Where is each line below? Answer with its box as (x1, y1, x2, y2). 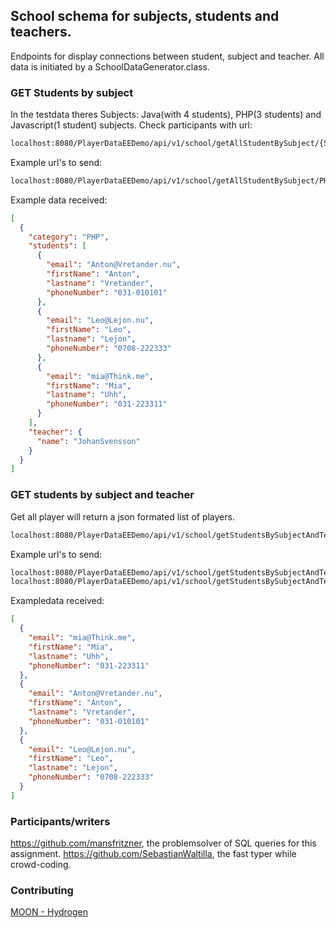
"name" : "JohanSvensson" (36, 436, 141, 446)
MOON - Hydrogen (10, 906, 89, 918)
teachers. (10, 24, 72, 41)
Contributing (10, 884, 74, 897)
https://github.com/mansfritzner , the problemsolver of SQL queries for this (10, 837, 317, 849)
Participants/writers (10, 814, 111, 828)
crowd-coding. (10, 859, 72, 871)
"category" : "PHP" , (28, 232, 110, 242)
